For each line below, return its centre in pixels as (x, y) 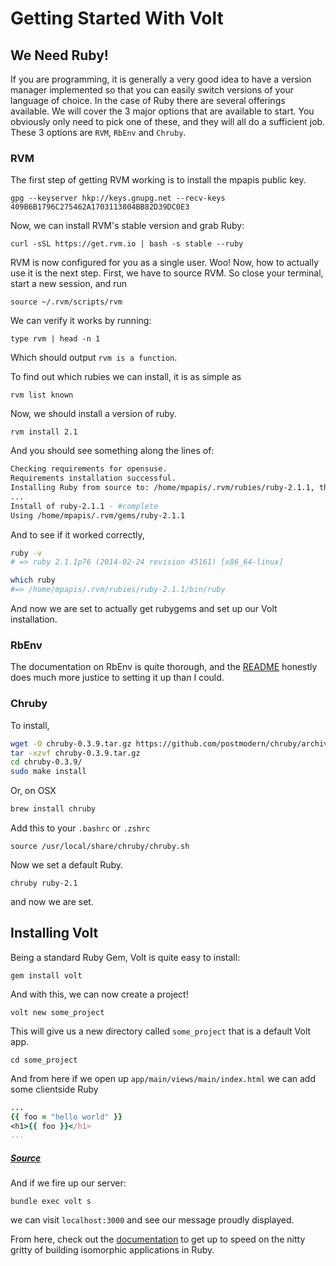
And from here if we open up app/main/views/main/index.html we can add (163, 1078)
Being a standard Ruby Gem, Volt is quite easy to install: (125, 957)
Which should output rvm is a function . (94, 358)
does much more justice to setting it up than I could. (117, 678)
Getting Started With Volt (117, 18)
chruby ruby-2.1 (44, 883)
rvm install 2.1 (44, 432)
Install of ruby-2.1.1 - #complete (84, 506)
